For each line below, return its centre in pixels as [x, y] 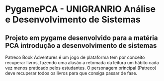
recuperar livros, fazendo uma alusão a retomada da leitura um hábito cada [82, 62]
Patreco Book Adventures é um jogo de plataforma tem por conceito [75, 57]
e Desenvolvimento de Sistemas [73, 20]
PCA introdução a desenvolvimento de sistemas [81, 45]
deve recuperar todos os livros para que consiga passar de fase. [71, 73]
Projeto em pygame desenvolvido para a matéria [82, 38]
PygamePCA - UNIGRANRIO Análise [80, 9]
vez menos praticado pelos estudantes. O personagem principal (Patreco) [81, 68]
